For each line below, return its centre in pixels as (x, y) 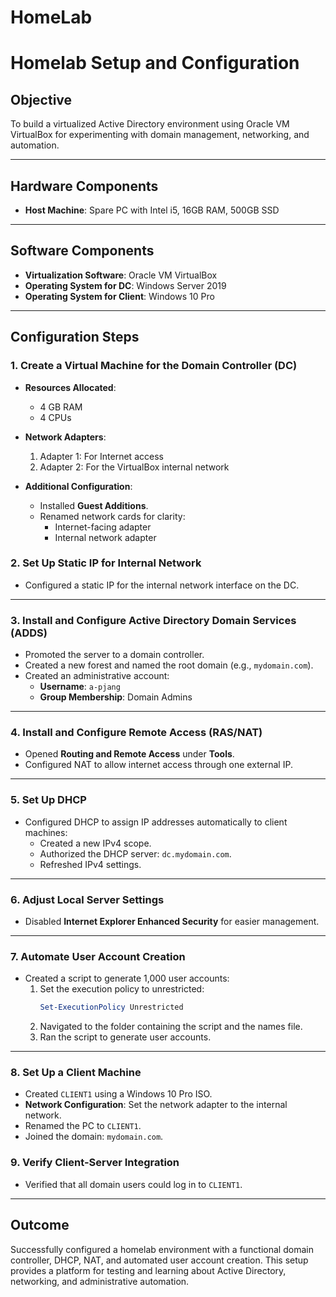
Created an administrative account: (97, 676)
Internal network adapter (105, 537)
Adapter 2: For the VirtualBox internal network (134, 467)
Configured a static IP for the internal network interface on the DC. (162, 585)
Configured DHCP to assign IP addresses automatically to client (156, 822)
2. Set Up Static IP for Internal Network (106, 563)
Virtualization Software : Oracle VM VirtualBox (121, 275)
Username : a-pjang (80, 687)
